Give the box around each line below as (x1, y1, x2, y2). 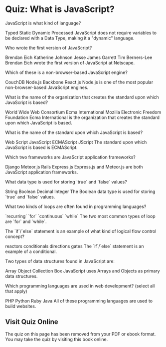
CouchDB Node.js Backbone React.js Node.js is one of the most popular (5, 79, 154, 85)
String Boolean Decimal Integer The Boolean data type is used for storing (5, 188, 156, 194)
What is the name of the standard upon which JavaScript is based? (5, 129, 143, 135)
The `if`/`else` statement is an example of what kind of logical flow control (5, 228, 157, 234)
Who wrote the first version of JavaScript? (5, 44, 92, 50)
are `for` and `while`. (5, 218, 47, 224)
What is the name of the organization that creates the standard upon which (5, 94, 160, 100)
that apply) (5, 288, 27, 294)
